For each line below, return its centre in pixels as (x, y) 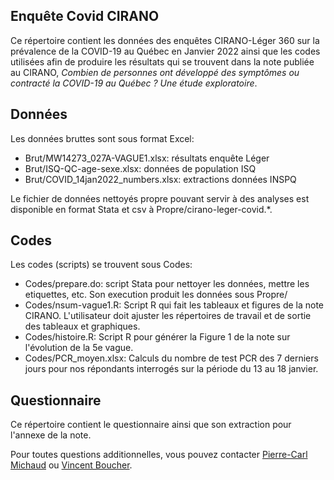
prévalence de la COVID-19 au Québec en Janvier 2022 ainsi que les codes (165, 51)
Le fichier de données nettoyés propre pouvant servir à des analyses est (160, 198)
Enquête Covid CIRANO (85, 16)
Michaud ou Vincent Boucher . (71, 465)
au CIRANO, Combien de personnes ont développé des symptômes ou (155, 72)
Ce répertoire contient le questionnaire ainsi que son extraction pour (151, 425)
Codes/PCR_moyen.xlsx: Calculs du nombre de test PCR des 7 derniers (171, 358)
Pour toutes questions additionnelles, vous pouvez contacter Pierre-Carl (159, 455)
